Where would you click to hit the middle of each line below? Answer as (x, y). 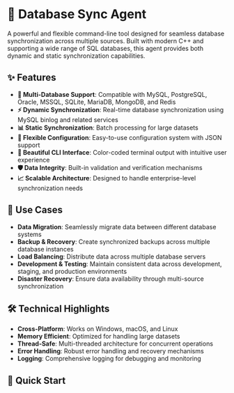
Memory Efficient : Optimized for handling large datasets (99, 337)
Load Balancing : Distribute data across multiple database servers (111, 256)
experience (33, 160)
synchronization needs (50, 188)
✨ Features (32, 78)
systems (29, 234)
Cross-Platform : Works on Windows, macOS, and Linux (97, 329)
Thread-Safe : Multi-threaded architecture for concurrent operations (115, 344)
